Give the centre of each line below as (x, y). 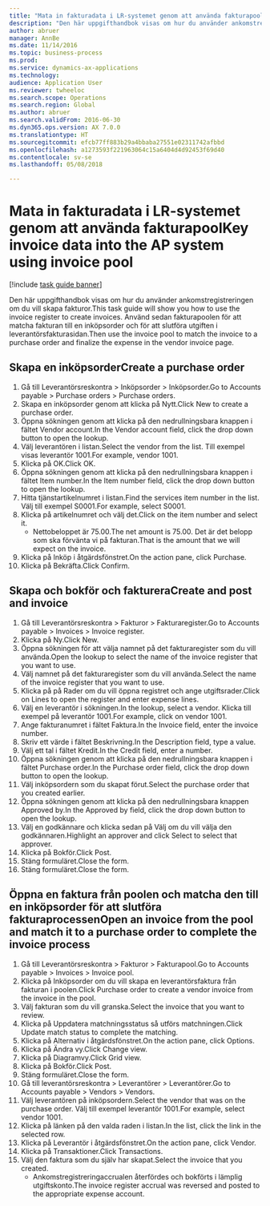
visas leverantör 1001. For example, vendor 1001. (99, 455)
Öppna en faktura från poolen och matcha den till (134, 895)
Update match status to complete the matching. (99, 1032)
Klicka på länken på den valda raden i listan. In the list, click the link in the (141, 1125)
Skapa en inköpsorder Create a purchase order (127, 368)
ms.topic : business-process (56, 53)
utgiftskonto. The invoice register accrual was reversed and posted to (146, 1185)
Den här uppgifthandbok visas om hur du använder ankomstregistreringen (131, 300)
